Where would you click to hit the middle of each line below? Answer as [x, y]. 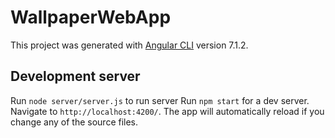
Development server [75, 76]
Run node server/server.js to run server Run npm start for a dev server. [160, 100]
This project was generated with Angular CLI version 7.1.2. [129, 45]
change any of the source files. [74, 122]
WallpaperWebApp [91, 17]
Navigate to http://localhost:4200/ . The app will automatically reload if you [167, 111]
